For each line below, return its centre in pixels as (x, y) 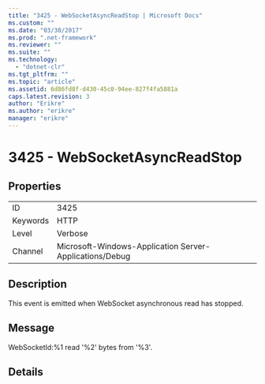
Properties (35, 186)
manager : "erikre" (38, 119)
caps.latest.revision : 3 (49, 96)
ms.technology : (33, 60)
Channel (28, 251)
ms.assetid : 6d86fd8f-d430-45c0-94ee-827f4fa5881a (93, 89)
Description (37, 284)
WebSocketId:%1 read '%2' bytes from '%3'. (80, 347)
